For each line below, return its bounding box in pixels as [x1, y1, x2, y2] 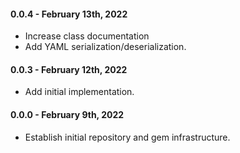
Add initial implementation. [24, 86, 135, 98]
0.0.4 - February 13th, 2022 [10, 8, 128, 20]
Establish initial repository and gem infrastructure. [24, 131, 231, 143]
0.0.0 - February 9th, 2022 [10, 109, 125, 120]
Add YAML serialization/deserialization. [24, 41, 187, 53]
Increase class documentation [24, 30, 150, 42]
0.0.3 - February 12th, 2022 [10, 63, 128, 75]
